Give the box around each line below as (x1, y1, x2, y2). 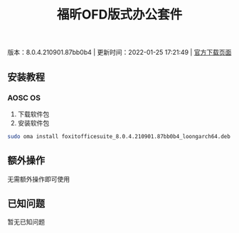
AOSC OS (7, 93, 41, 103)
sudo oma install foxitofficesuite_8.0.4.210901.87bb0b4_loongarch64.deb (7, 133, 231, 140)
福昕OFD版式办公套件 (56, 6, 183, 23)
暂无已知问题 (7, 218, 45, 227)
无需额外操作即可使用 (7, 175, 70, 183)
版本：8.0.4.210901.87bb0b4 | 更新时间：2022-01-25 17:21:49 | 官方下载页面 (7, 48, 232, 57)
